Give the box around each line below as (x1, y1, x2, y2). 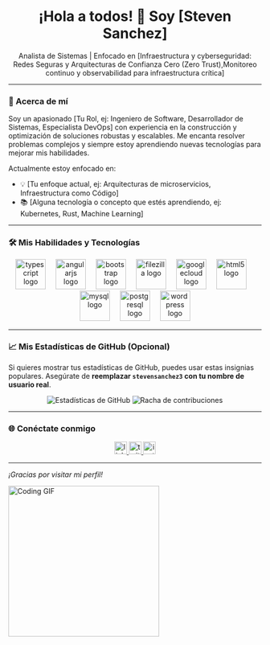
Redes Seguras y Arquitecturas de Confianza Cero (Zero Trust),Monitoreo (13, 60, 257, 69)
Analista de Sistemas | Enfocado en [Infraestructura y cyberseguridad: (18, 51, 252, 60)
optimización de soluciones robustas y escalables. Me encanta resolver (8, 131, 245, 141)
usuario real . (8, 380, 51, 389)
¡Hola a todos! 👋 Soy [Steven (39, 7, 231, 26)
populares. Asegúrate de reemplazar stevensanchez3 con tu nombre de (8, 371, 245, 380)
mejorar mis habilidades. (8, 148, 90, 158)
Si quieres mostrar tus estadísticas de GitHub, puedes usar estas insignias (8, 362, 255, 372)
